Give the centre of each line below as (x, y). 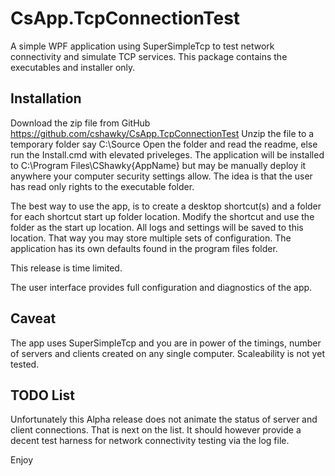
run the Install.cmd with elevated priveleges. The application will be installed (167, 154)
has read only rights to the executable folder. (102, 186)
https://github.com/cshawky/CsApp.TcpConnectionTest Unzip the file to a (162, 133)
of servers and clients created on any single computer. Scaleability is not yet (167, 353)
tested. (25, 364)
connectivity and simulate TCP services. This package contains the (149, 56)
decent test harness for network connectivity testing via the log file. (150, 441)
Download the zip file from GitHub (80, 123)
